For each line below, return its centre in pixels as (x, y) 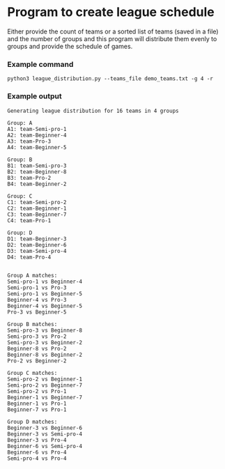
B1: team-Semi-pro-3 (37, 166)
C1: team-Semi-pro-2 (37, 202)
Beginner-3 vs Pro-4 (37, 440)
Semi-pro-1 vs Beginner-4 (45, 282)
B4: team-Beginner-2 (37, 184)
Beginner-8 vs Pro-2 (37, 348)
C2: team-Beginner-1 (37, 208)
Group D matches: (32, 422)
